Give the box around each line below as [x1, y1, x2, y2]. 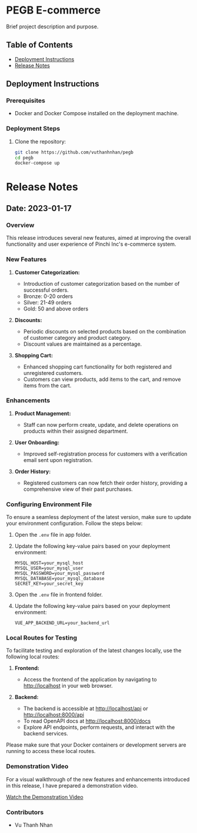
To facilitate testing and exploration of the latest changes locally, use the [6, 647, 182, 654]
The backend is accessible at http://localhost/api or [23, 705, 148, 712]
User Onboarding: [14, 439, 60, 446]
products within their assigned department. [23, 427, 128, 434]
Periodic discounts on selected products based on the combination [23, 327, 186, 335]
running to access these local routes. [6, 748, 96, 755]
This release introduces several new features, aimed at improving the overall [6, 235, 191, 242]
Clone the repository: [14, 138, 66, 145]
